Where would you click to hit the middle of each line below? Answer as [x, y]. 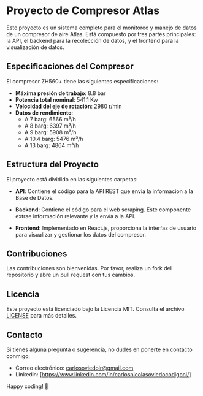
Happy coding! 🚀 [28, 386]
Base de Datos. [34, 197]
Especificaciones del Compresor [70, 67]
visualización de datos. [35, 47]
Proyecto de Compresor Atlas [83, 11]
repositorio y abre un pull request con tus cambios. [71, 275]
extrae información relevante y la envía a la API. [75, 216]
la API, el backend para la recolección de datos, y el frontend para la [93, 40]
